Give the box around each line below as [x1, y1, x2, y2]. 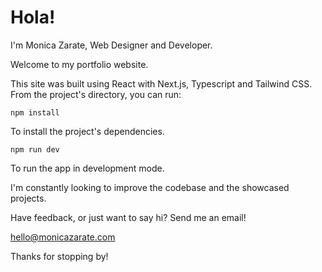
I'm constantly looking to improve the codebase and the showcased [10, 181, 290, 193]
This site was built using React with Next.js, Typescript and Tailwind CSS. [10, 77, 313, 90]
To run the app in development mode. [10, 162, 165, 174]
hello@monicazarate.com [10, 231, 116, 243]
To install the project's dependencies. [10, 125, 165, 137]
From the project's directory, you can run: [10, 88, 182, 100]
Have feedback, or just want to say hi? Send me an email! [10, 211, 247, 223]
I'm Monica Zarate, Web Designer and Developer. [10, 39, 213, 51]
